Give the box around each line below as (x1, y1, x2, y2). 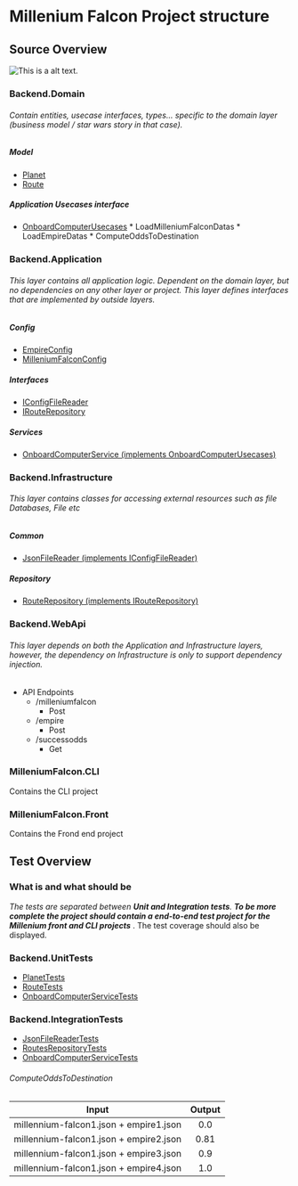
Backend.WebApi (9, 618, 86, 630)
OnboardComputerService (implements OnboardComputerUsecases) (21, 448, 277, 460)
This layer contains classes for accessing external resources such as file (9, 493, 278, 504)
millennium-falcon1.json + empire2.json (13, 1133, 182, 1145)
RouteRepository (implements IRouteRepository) (21, 595, 198, 607)
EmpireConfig (21, 344, 73, 355)
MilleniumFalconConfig (21, 354, 107, 364)
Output (189, 1103, 221, 1116)
